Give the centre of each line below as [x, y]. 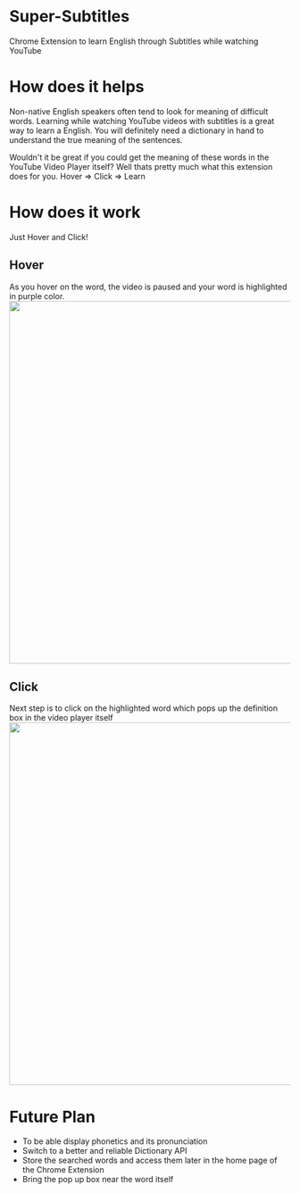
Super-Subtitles [70, 17]
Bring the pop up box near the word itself [98, 1180]
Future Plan [53, 1117]
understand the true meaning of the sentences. [96, 139]
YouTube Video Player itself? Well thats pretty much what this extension [141, 166]
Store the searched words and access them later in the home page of [150, 1160]
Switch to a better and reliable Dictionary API [104, 1151]
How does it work [75, 213]
